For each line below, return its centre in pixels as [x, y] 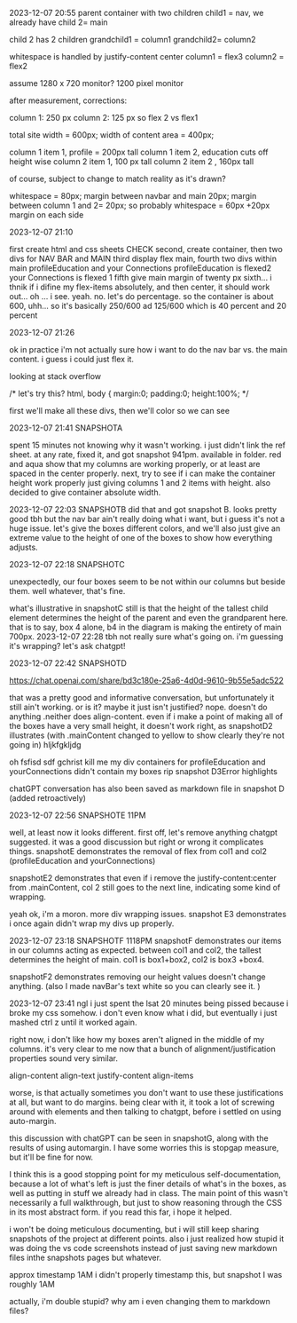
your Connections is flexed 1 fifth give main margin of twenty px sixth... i [141, 277]
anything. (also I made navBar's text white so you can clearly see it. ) [135, 986]
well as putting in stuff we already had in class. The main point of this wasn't [148, 1193]
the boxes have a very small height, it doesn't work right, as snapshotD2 [141, 726]
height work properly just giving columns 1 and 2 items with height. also [140, 483]
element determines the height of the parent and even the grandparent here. [148, 618]
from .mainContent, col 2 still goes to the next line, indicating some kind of [145, 887]
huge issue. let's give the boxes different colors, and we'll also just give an [145, 528]
